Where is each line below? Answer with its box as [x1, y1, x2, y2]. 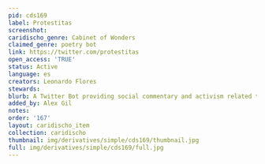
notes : [8, 107, 30, 115]
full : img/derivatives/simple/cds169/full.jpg [8, 143, 164, 151]
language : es [8, 70, 51, 78]
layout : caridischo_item [8, 121, 90, 129]
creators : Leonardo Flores [8, 77, 97, 85]
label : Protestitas [8, 19, 73, 27]
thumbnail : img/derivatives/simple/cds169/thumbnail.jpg [8, 136, 200, 144]
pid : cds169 [8, 11, 47, 20]
